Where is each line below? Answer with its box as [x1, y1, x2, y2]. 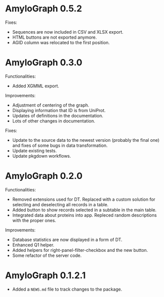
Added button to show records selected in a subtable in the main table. [12, 207, 157, 213]
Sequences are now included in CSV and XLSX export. [12, 29, 123, 35]
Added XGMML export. [12, 83, 59, 89]
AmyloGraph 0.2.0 [5, 171, 83, 181]
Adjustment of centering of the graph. [12, 102, 90, 108]
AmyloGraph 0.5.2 [5, 3, 82, 14]
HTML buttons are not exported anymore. [12, 34, 97, 40]
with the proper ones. [12, 217, 56, 223]
